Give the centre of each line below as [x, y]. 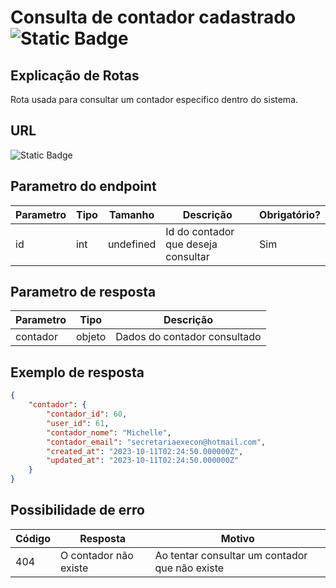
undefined [132, 244]
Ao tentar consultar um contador [231, 555]
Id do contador [200, 231]
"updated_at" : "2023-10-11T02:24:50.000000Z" [143, 461]
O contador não [97, 555]
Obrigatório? [290, 214]
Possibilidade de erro [77, 510]
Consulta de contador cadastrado [153, 17]
